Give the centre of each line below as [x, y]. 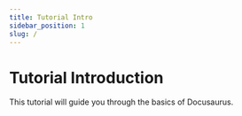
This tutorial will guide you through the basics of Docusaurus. [121, 102]
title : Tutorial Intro [51, 17]
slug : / [23, 34]
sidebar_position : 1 [47, 26]
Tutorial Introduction [86, 77]
